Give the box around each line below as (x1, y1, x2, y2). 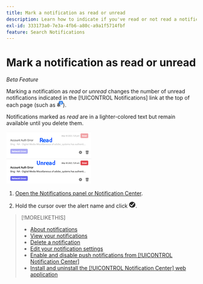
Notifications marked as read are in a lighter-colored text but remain (6, 113, 176, 121)
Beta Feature (6, 76, 39, 83)
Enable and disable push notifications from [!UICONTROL (30, 252, 173, 259)
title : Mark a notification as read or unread (6, 10, 126, 16)
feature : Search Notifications (6, 29, 85, 35)
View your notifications (30, 232, 88, 240)
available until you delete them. (6, 120, 84, 127)
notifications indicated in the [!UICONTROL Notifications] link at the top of (6, 94, 190, 101)
